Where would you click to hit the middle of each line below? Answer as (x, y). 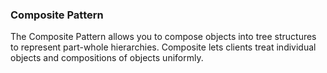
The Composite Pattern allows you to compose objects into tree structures (163, 37)
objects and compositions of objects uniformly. (107, 58)
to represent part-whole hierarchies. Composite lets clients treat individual (163, 47)
